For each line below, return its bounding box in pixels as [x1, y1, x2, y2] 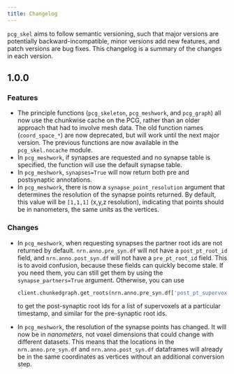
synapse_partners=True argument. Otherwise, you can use [17, 275, 184, 284]
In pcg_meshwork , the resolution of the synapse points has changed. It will [17, 323, 227, 331]
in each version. [7, 52, 54, 60]
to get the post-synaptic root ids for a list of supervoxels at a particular [17, 302, 221, 310]
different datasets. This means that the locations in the [17, 338, 175, 346]
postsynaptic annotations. [17, 175, 92, 184]
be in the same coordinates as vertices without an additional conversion [17, 352, 225, 361]
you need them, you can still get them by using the [17, 268, 163, 277]
